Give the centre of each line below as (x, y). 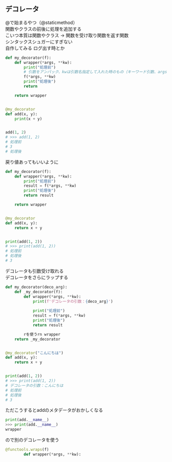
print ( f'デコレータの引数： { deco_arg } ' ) (73, 301)
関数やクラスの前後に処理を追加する (44, 29)
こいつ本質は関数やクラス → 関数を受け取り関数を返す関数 (67, 35)
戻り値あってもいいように (32, 162)
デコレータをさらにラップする (37, 277)
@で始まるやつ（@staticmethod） (41, 23)
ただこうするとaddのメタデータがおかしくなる (54, 410)
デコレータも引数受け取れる (35, 271)
